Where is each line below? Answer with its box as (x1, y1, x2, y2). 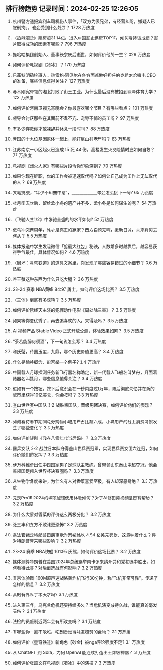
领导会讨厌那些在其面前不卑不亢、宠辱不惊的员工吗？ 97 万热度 (12, 115, 140, 121)
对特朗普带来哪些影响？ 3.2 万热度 (12, 538, 81, 544)
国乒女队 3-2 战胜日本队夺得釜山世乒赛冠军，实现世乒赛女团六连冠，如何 (12, 445, 158, 451)
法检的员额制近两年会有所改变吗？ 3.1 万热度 (12, 618, 101, 624)
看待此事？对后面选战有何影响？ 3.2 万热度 (16, 565, 102, 571)
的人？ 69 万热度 (12, 179, 47, 185)
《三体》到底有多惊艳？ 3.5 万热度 (12, 297, 81, 303)
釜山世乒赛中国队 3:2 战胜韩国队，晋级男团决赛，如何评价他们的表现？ (12, 402, 153, 408)
